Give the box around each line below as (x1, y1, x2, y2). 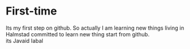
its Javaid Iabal (5, 37, 43, 44)
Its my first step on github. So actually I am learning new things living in (5, 24, 185, 31)
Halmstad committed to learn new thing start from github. (5, 30, 150, 38)
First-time (5, 4, 57, 18)
